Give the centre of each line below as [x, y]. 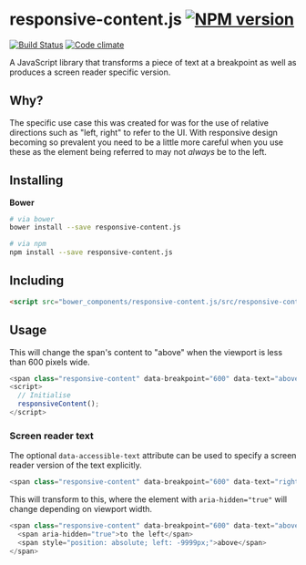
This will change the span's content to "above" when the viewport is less [146, 352]
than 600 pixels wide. [50, 362]
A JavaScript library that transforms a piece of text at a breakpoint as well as [153, 62]
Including [37, 281]
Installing [36, 181]
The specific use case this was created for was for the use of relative [139, 122]
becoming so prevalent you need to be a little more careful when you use [147, 142]
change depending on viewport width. [81, 509]
